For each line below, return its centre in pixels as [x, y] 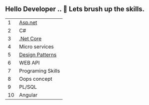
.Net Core [30, 39]
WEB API [29, 62]
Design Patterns [38, 54]
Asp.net [28, 22]
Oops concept [36, 79]
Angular [28, 95]
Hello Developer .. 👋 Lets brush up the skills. [75, 9]
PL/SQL [28, 87]
